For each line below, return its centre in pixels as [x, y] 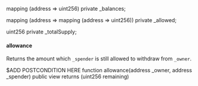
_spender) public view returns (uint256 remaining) [68, 76]
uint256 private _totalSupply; [41, 32]
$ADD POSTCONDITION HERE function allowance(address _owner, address [99, 70]
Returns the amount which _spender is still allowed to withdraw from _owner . [99, 59]
